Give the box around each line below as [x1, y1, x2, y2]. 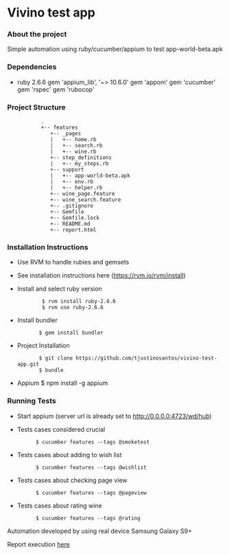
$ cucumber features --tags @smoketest [35, 439, 150, 446]
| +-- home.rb [50, 136, 97, 143]
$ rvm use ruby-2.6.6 [42, 304, 104, 311]
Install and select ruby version [16, 284, 102, 293]
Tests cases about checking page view [16, 476, 128, 484]
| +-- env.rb [50, 178, 94, 185]
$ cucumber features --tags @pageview [35, 489, 147, 496]
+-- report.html [50, 227, 97, 233]
